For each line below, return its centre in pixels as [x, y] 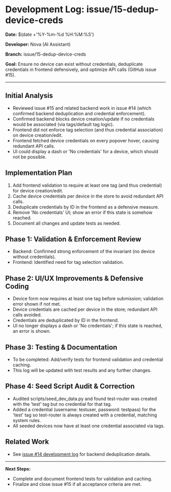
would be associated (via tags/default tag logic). [63, 124]
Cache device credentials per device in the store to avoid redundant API [88, 196]
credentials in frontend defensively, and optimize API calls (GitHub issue [81, 69]
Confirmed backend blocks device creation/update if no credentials [83, 119]
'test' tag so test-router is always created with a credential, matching [85, 415]
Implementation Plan [39, 173]
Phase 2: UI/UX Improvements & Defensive [74, 278]
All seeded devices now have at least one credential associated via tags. [89, 426]
